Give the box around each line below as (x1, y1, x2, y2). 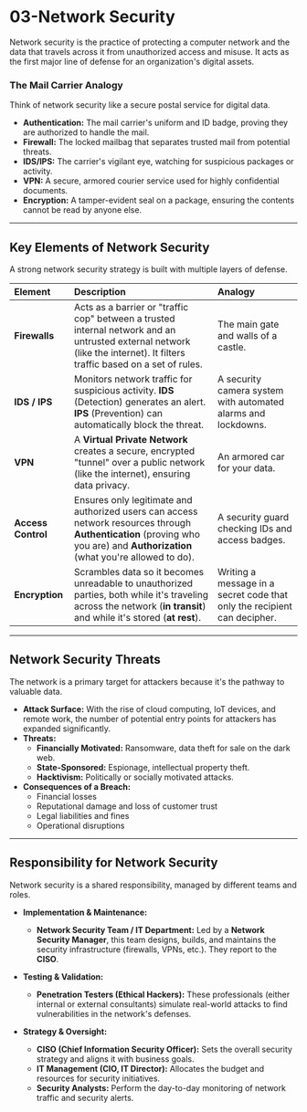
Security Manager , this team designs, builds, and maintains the (36, 934, 277, 945)
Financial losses (36, 791, 98, 802)
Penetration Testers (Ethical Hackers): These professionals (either (36, 989, 291, 1000)
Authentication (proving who (74, 528, 201, 540)
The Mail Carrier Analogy (9, 79, 123, 91)
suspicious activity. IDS (74, 384, 175, 397)
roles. (9, 888, 31, 900)
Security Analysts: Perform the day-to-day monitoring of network (36, 1082, 286, 1093)
